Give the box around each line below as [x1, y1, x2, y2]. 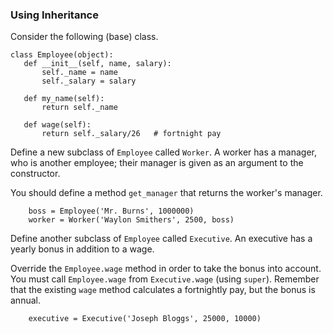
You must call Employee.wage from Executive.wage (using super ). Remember [10, 273, 320, 285]
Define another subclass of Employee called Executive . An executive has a [10, 233, 313, 245]
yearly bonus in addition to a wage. [10, 243, 155, 255]
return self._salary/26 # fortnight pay [41, 129, 222, 139]
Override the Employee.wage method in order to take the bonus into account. [10, 263, 322, 275]
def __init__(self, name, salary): [23, 59, 172, 69]
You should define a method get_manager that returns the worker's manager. [10, 187, 323, 199]
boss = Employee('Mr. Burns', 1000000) [28, 206, 195, 217]
